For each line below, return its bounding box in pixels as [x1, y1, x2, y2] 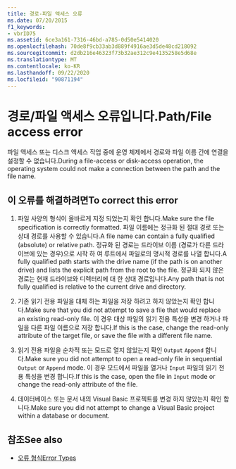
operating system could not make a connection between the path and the [7, 165, 221, 173]
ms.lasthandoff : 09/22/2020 [7, 69, 90, 76]
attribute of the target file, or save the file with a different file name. [17, 332, 213, 340]
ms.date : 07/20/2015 [7, 17, 68, 24]
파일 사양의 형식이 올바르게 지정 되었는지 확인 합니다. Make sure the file [17, 214, 215, 223]
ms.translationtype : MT [7, 56, 77, 63]
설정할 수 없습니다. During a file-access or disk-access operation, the [7, 156, 204, 165]
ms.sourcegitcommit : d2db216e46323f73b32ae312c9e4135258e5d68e [7, 50, 197, 57]
